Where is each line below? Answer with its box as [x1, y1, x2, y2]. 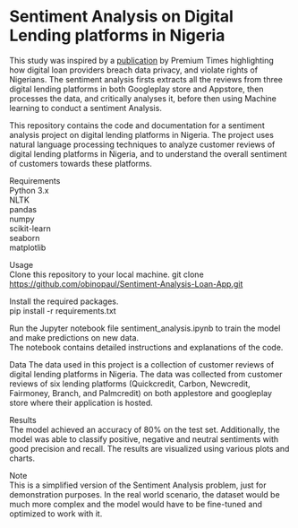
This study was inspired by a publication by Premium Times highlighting [9, 55, 275, 65]
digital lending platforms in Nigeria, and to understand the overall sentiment [9, 148, 287, 159]
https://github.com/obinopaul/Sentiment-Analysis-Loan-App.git [9, 278, 243, 289]
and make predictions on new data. [9, 332, 140, 342]
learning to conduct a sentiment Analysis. [9, 102, 163, 113]
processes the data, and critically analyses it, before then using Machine [9, 92, 277, 104]
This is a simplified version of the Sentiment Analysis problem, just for [9, 480, 267, 490]
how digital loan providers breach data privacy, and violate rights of [9, 65, 258, 75]
